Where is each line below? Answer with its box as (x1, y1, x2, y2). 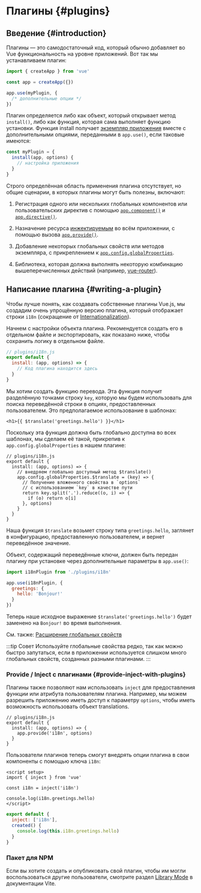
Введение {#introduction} (6, 28, 107, 38)
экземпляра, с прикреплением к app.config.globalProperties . (14, 249, 175, 256)
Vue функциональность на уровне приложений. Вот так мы (6, 50, 158, 58)
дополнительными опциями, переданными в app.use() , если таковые (6, 131, 185, 139)
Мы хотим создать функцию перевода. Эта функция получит (6, 387, 163, 395)
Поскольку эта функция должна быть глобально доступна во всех (6, 429, 176, 436)
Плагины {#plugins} (6, 4, 110, 18)
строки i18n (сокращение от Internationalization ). (6, 313, 131, 320)
